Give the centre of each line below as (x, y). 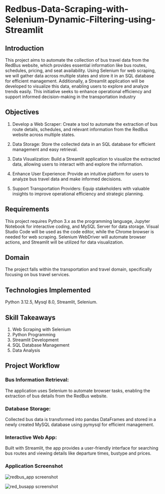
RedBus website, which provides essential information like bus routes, (76, 65)
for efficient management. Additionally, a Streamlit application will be (75, 81)
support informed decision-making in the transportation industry (70, 97)
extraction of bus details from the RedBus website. (56, 396)
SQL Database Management (41, 345)
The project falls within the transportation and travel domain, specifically (79, 269)
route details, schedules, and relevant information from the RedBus (80, 129)
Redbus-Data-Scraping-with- (67, 9)
